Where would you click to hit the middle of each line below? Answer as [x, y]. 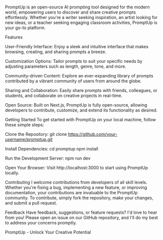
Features [14, 37]
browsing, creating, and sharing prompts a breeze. [56, 52]
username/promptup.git [29, 139]
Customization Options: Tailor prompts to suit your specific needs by [74, 61]
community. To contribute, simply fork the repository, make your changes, [79, 198]
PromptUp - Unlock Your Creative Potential [48, 232]
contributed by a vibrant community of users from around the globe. [73, 81]
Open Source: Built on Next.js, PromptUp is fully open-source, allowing [76, 105]
